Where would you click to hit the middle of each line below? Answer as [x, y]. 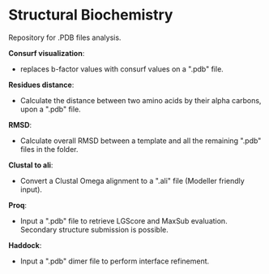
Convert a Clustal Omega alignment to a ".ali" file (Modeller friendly [132, 180]
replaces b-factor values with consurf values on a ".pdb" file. [122, 69]
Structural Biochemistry [91, 15]
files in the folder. [49, 149]
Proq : [17, 205]
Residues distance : [41, 85]
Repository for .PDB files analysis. [65, 37]
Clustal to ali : [31, 165]
